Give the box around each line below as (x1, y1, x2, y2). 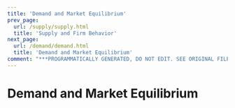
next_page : (7, 36, 39, 43)
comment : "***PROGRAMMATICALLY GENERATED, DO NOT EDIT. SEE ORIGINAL (7, 56, 215, 63)
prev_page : (7, 17, 39, 24)
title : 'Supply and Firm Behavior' (13, 29, 117, 37)
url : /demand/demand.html (13, 43, 90, 49)
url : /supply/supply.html (13, 23, 90, 30)
